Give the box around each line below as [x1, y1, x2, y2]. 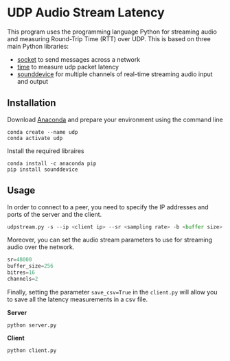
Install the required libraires [7, 146, 84, 155]
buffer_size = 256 [7, 263, 54, 270]
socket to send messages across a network [16, 55, 141, 63]
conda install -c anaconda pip [7, 160, 97, 167]
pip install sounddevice [7, 166, 78, 173]
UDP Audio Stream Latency [7, 5, 165, 21]
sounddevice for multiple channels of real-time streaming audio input [16, 70, 213, 78]
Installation [7, 97, 56, 109]
